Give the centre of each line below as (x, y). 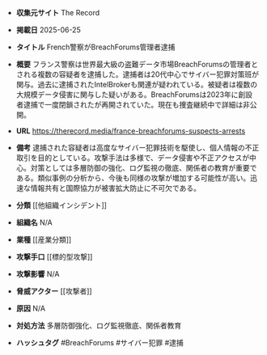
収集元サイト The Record (58, 13)
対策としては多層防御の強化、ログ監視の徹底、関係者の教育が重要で (144, 168)
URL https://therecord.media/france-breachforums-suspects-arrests (131, 131)
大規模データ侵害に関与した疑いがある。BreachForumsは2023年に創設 (134, 95)
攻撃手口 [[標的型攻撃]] (54, 257)
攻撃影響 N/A (38, 274)
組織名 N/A (34, 222)
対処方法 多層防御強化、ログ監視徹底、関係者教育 (99, 325)
